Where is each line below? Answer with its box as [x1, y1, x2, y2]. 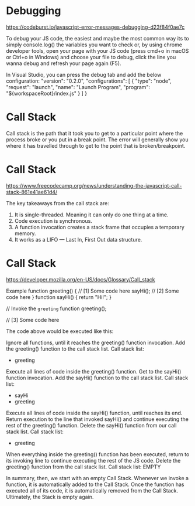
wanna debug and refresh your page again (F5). [6, 60, 121, 67]
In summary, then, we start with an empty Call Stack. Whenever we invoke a [6, 474, 189, 481]
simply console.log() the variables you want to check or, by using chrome [6, 41, 183, 48]
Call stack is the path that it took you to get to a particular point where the [6, 130, 183, 137]
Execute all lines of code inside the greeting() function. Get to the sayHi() [6, 368, 182, 375]
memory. [14, 230, 36, 237]
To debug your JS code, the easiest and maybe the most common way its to [6, 35, 189, 42]
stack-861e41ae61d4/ [6, 188, 58, 195]
